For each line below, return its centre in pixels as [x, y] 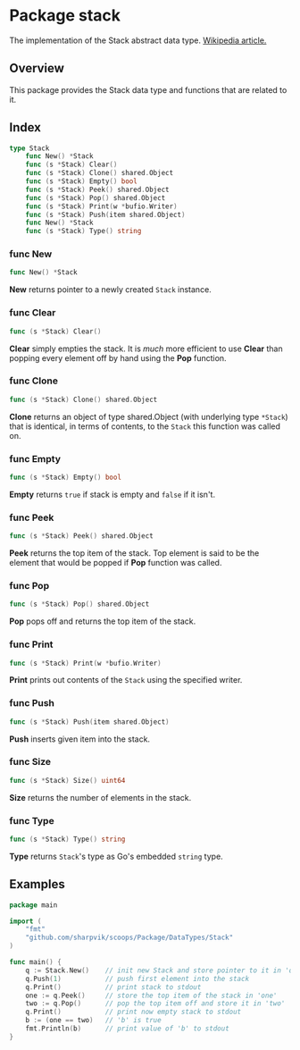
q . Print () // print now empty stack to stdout [133, 1012]
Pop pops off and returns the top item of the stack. [103, 621]
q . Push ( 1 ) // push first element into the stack [137, 979]
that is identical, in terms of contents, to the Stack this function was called [145, 426]
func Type [32, 820]
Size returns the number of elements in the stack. [100, 797]
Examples [37, 884]
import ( [25, 921]
